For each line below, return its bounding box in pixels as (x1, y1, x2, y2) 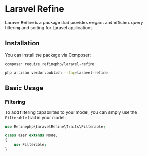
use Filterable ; (14, 142, 47, 147)
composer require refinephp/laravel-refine (5, 61, 95, 67)
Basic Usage (5, 84, 44, 92)
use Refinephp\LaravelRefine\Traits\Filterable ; (5, 124, 106, 129)
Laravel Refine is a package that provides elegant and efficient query (5, 20, 143, 25)
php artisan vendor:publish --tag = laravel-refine (5, 70, 108, 75)
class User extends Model (5, 133, 57, 138)
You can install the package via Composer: (5, 52, 91, 58)
